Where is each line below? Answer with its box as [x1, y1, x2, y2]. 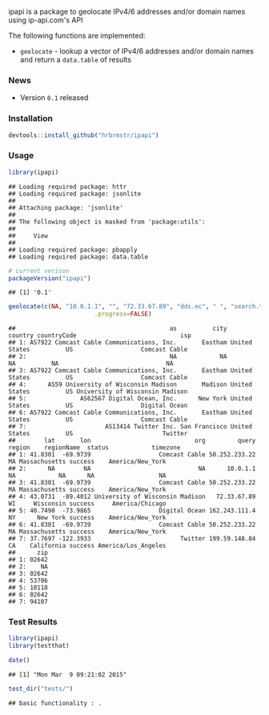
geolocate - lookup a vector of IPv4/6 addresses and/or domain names [19, 46, 255, 55]
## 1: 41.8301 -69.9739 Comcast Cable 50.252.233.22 [8, 451, 256, 459]
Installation [8, 113, 54, 124]
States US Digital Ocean [8, 402, 188, 410]
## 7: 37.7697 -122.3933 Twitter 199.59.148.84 [8, 535, 256, 543]
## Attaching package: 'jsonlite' [8, 203, 124, 211]
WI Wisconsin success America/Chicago [8, 500, 167, 508]
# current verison [8, 267, 70, 275]
